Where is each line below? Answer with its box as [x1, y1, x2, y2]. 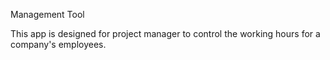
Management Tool [10, 9, 85, 20]
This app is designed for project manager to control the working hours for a [10, 28, 321, 39]
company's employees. [10, 39, 107, 50]
